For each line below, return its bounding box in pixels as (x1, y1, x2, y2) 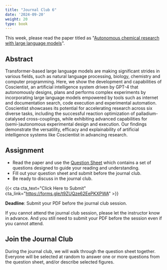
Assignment (5, 146, 44, 155)
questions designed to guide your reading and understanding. (12, 164, 140, 170)
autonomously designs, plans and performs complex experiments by (5, 89, 146, 95)
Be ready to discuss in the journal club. (12, 175, 93, 181)
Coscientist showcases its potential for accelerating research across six (5, 105, 153, 111)
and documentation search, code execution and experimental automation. (5, 100, 157, 106)
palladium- (136, 110, 159, 116)
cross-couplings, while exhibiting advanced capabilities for (26, 116, 148, 122)
